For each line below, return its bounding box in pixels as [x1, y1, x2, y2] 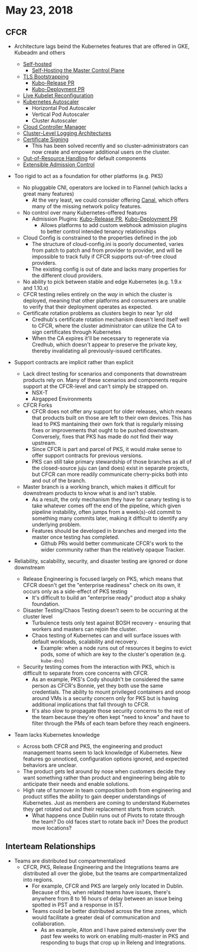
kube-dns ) [40, 657, 64, 664]
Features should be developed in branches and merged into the [31, 527, 187, 534]
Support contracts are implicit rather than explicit [14, 359, 134, 365]
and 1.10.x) [22, 284, 48, 292]
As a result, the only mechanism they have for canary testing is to [31, 496, 191, 503]
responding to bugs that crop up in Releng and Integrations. [40, 938, 186, 946]
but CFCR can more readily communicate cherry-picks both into [31, 471, 188, 478]
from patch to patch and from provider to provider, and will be [31, 247, 183, 254]
